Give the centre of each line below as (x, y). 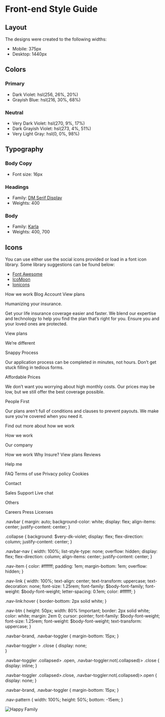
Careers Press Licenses (29, 512)
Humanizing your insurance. (34, 304)
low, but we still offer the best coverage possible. (55, 392)
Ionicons (21, 285)
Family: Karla (25, 226)
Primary (15, 84)
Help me (14, 464)
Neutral (14, 112)
